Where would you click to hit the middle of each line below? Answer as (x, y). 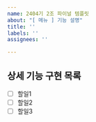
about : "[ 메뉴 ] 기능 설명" (45, 20)
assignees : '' (28, 40)
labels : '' (23, 33)
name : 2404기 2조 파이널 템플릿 (48, 14)
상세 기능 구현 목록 (44, 76)
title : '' (22, 26)
